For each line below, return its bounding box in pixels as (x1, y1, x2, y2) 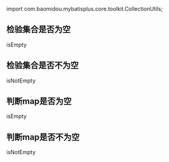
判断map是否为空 (6, 96, 72, 106)
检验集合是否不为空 (6, 61, 79, 71)
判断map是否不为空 (6, 131, 80, 142)
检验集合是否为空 (6, 24, 71, 35)
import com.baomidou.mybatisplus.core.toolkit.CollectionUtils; (6, 6, 163, 12)
